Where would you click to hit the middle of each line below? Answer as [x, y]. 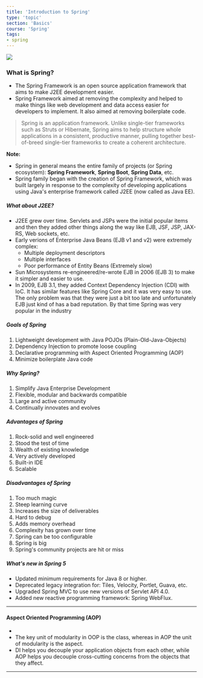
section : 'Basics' [29, 23]
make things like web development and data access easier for [92, 105]
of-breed [32, 142]
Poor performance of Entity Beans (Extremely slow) [88, 266]
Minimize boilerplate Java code [54, 359]
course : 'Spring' [28, 29]
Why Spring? [23, 373]
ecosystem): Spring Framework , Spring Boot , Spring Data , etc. [94, 173]
